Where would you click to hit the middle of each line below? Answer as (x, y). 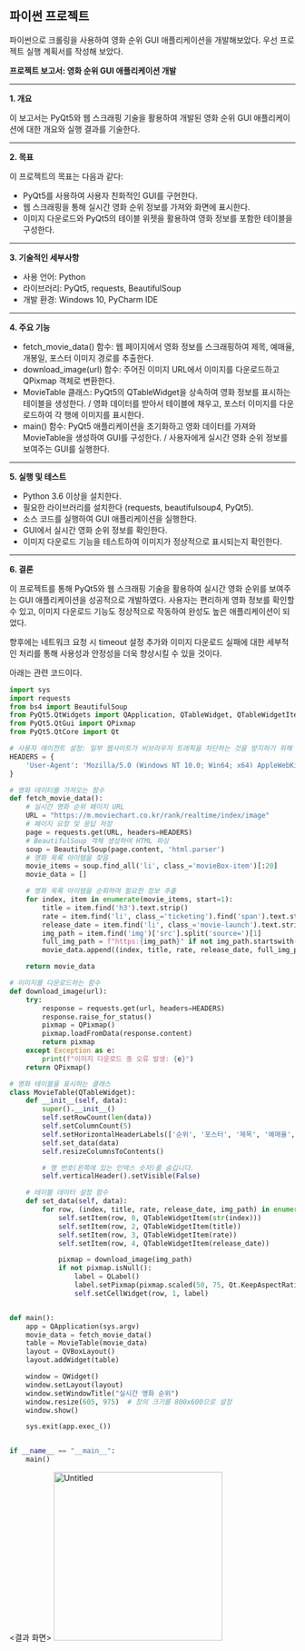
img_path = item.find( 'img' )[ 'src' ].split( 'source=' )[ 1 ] (152, 933)
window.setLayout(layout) (75, 1385)
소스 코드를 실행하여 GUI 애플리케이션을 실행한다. (109, 518)
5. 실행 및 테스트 (38, 476)
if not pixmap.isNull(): (105, 1268)
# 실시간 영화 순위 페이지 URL (75, 807)
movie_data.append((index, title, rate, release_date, (148, 950)
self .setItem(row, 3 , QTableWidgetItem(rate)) (148, 1235)
